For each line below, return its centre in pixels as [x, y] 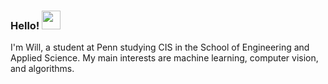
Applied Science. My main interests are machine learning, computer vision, [164, 58]
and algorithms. [42, 69]
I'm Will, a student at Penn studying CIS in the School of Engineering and [160, 47]
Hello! [25, 25]
